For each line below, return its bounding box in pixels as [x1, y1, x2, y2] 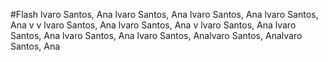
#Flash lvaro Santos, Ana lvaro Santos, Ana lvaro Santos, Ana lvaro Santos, [10, 9, 319, 20]
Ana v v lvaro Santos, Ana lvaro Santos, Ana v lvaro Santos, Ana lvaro [10, 19, 297, 31]
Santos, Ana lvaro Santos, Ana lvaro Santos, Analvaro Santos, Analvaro [10, 30, 303, 41]
